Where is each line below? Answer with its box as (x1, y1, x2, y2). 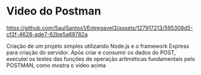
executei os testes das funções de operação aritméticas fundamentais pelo (6, 55, 196, 62)
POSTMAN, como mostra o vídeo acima (6, 62, 107, 69)
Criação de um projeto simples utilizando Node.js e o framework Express (6, 42, 189, 50)
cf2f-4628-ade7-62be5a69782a (6, 30, 88, 37)
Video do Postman (6, 4, 102, 18)
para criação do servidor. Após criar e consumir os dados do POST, (6, 48, 176, 56)
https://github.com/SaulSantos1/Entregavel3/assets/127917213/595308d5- (6, 24, 193, 31)
